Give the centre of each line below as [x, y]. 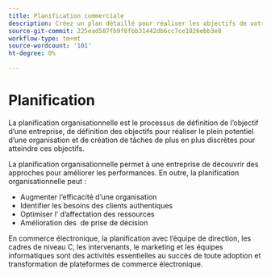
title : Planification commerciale [67, 16]
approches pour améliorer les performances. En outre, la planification [124, 172]
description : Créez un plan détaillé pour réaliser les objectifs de [128, 23]
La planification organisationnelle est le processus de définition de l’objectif [133, 123]
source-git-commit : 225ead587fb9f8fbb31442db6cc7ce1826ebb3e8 [115, 31]
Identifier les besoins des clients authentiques [96, 205]
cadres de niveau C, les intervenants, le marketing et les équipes [116, 246]
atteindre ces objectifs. [46, 148]
